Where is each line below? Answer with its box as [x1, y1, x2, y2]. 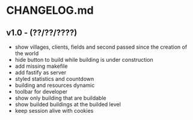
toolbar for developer [14, 88, 68, 95]
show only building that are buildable [14, 94, 106, 101]
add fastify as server [14, 69, 67, 76]
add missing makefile [14, 62, 68, 70]
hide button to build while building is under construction [14, 56, 153, 63]
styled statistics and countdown [14, 76, 94, 82]
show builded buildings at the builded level [14, 101, 121, 108]
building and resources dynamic [14, 82, 95, 89]
